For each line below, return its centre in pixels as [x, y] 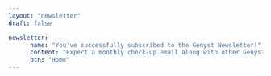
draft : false [30, 23]
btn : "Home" [50, 60]
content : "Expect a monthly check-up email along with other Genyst [147, 53]
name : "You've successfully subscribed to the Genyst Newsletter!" [146, 45]
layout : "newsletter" [45, 16]
